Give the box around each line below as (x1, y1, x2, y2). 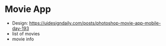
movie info (12, 36, 34, 42)
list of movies (12, 30, 40, 36)
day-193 (12, 25, 29, 31)
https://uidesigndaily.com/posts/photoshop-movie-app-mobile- (29, 20, 161, 26)
